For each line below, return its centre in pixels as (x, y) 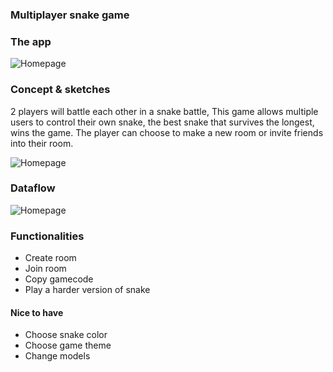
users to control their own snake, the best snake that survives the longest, (162, 122)
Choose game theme (68, 345)
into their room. (42, 143)
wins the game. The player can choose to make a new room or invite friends (167, 132)
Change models (57, 356)
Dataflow (33, 188)
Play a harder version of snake (87, 290)
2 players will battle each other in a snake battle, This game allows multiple (164, 111)
